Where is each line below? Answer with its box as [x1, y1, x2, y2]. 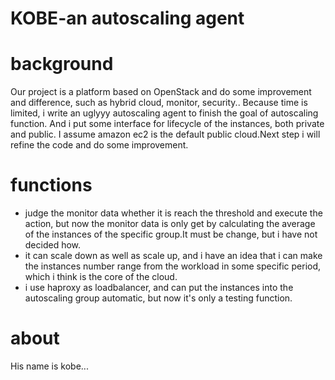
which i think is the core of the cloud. [24, 271, 178, 283]
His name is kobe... [10, 360, 89, 372]
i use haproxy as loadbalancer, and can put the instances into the [24, 282, 294, 294]
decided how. [24, 239, 82, 251]
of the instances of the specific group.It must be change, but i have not [24, 228, 318, 241]
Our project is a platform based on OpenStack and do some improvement [10, 86, 312, 98]
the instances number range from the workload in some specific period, [24, 260, 322, 272]
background [10, 53, 114, 76]
